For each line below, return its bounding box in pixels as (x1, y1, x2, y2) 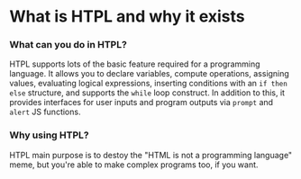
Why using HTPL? (9, 129, 89, 141)
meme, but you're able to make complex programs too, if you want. (9, 159, 259, 170)
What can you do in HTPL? (9, 39, 128, 51)
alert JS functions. (9, 106, 81, 118)
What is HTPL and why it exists (9, 6, 245, 27)
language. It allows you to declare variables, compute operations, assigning (9, 68, 290, 79)
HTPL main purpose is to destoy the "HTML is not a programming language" (9, 149, 293, 160)
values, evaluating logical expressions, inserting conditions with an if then (9, 78, 288, 89)
